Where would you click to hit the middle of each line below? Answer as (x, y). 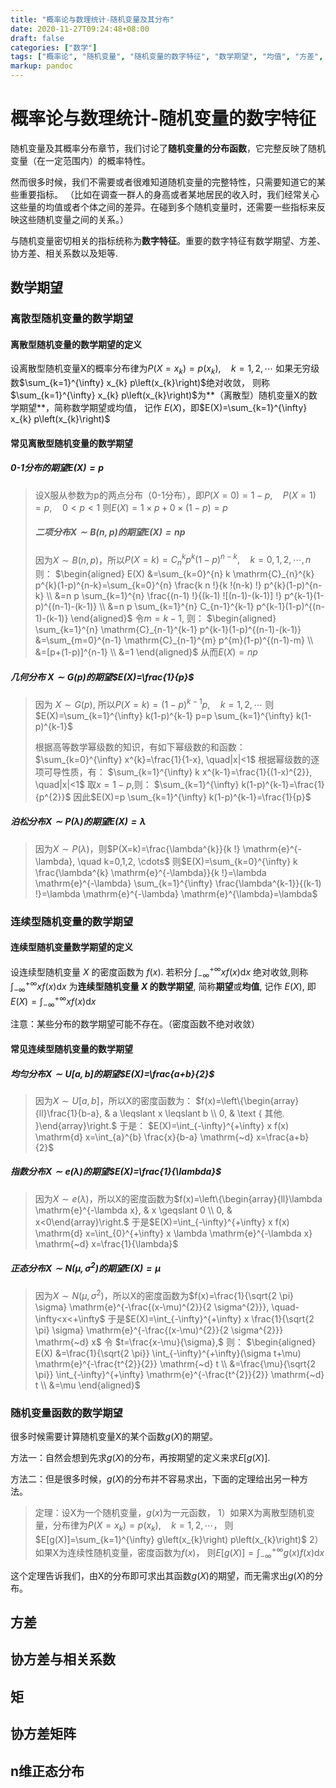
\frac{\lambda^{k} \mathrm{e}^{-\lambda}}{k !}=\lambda (150, 872)
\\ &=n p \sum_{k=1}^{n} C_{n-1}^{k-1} (177, 607)
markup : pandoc (42, 66)
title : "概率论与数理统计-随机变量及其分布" (92, 19)
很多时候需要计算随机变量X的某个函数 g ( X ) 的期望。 (114, 1437)
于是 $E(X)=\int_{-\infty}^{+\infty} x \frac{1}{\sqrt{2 (211, 1319)
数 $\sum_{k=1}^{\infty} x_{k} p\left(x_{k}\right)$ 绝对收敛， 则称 (140, 383)
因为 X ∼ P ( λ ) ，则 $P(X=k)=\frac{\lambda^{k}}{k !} (137, 848)
